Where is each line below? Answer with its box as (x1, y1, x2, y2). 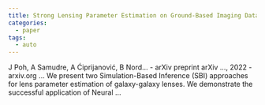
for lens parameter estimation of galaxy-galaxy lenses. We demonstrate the (8, 80, 253, 89)
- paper (15, 26, 41, 34)
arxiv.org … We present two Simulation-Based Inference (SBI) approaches (8, 71, 248, 81)
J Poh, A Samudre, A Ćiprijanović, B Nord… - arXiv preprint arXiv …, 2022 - (8, 62, 252, 72)
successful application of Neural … (8, 88, 121, 97)
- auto (15, 41, 37, 49)
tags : (8, 33, 26, 42)
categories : (8, 19, 47, 27)
